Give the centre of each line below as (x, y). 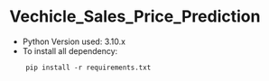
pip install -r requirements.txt (88, 67)
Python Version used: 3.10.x (74, 41)
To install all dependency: (70, 50)
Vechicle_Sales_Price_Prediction (135, 17)
